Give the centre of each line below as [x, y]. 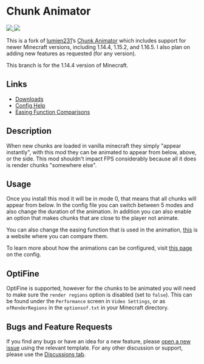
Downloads [29, 99]
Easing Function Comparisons [53, 112]
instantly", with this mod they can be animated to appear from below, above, [101, 152]
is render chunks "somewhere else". [52, 165]
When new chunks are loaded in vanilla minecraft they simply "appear [94, 146]
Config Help [30, 105]
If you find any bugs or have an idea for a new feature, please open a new [99, 341]
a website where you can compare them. [57, 236]
